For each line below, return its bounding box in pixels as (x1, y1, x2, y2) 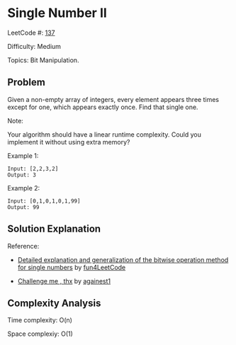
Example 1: (7, 151, 39, 160)
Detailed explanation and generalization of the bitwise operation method (17, 255, 229, 264)
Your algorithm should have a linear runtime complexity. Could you (7, 130, 202, 139)
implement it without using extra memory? (7, 137, 130, 146)
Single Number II (7, 5, 108, 21)
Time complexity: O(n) (7, 316, 73, 324)
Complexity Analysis (7, 297, 101, 309)
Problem (7, 77, 46, 89)
